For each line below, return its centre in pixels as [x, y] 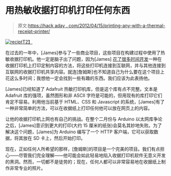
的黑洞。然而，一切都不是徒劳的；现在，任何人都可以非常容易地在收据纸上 [83, 162]
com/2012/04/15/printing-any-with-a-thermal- [117, 26]
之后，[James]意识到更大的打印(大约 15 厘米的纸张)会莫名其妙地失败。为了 [83, 125]
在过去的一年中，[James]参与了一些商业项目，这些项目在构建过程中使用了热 [85, 53]
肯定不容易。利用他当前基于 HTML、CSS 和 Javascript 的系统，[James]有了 [85, 102]
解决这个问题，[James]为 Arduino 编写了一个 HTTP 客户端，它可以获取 [80, 132]
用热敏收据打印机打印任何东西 [68, 10]
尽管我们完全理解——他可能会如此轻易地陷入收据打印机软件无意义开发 [92, 155]
